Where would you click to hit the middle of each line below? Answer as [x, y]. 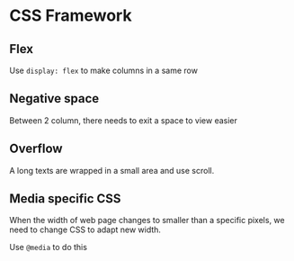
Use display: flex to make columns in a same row [103, 70]
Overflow [36, 149]
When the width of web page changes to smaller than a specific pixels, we [147, 220]
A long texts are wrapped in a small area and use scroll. [112, 170]
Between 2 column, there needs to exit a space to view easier [124, 120]
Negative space [54, 99]
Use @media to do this [49, 247]
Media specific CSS [65, 199]
